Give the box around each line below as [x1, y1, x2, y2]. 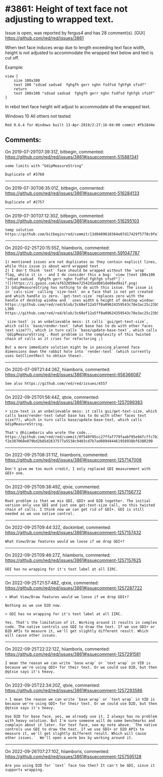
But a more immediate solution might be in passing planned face [5, 345, 140, 350]
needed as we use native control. [5, 511, 75, 516]
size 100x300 [14, 78, 40, 83]
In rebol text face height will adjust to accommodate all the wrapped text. [5, 103, 151, 109]
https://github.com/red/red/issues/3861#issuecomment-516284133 [5, 190, 140, 196]
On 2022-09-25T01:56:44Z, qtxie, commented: [5, 394, 99, 400]
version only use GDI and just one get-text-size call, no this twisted [5, 502, 155, 508]
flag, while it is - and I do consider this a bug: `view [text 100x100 [5, 272, 155, 277]
